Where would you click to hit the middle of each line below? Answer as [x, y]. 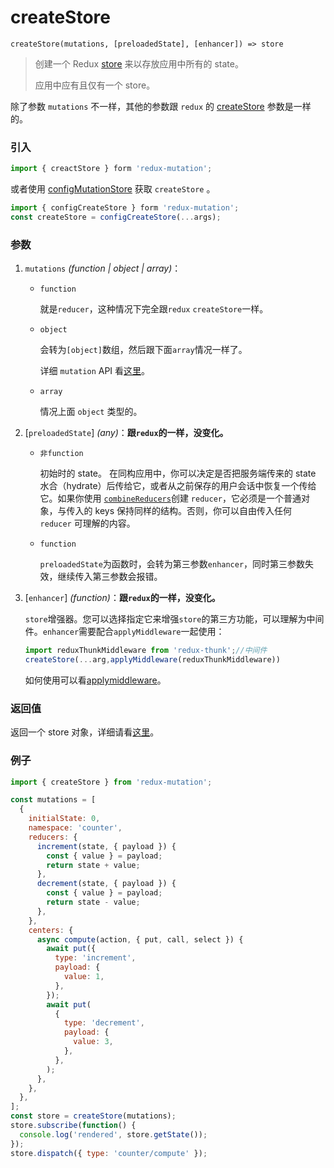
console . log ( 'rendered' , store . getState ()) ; [113, 1134]
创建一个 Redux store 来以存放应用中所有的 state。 [139, 63]
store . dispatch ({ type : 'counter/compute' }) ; [109, 1153]
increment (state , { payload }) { [106, 846]
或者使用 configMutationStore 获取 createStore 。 [113, 189]
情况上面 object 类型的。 [91, 412]
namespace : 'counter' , [75, 828]
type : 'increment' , [95, 958]
